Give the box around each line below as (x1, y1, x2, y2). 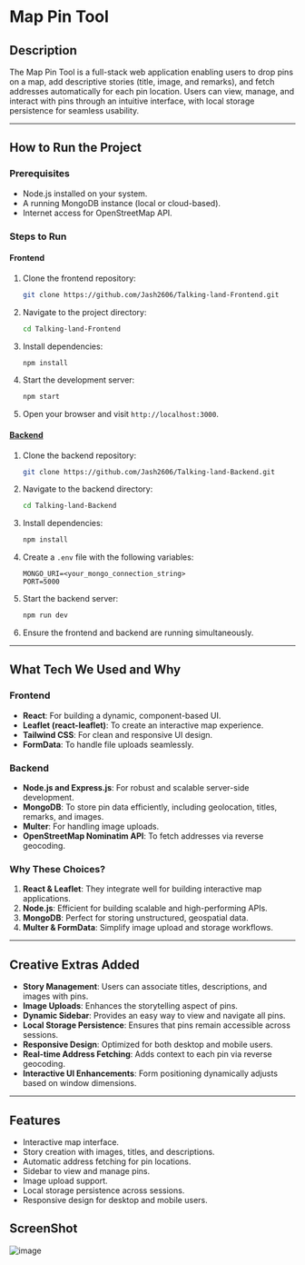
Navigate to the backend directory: (22, 483, 153, 494)
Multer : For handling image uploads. (22, 821, 160, 832)
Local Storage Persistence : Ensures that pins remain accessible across (22, 1020, 290, 1031)
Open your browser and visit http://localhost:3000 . (22, 409, 220, 420)
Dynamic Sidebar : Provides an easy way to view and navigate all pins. (22, 1011, 286, 1021)
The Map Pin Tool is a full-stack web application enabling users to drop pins (9, 66, 293, 77)
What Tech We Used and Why (9, 662, 182, 678)
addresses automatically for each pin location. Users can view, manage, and (9, 86, 295, 96)
